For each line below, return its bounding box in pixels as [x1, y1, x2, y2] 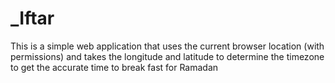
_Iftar [10, 7, 55, 30]
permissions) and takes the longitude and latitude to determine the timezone [10, 50, 325, 62]
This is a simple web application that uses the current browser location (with [10, 40, 325, 52]
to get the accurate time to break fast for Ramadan [10, 61, 219, 73]
